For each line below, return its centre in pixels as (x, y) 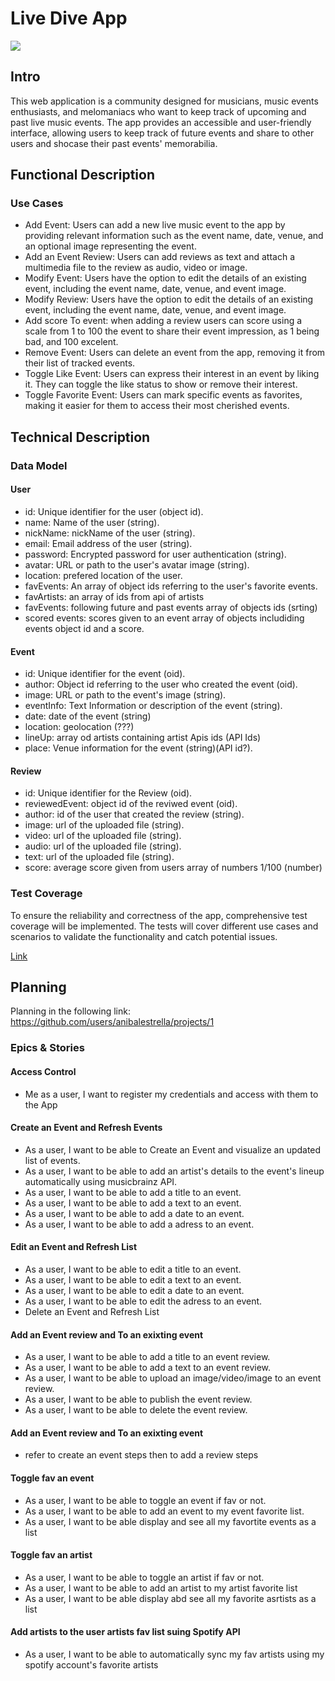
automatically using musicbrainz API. (101, 1181)
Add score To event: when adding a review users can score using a (163, 321)
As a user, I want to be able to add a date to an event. (134, 1213)
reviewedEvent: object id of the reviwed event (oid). (131, 804)
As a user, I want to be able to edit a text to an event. (133, 1280)
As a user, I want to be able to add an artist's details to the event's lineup (174, 1171)
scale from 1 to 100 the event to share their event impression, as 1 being (172, 331)
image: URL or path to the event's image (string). (125, 695)
